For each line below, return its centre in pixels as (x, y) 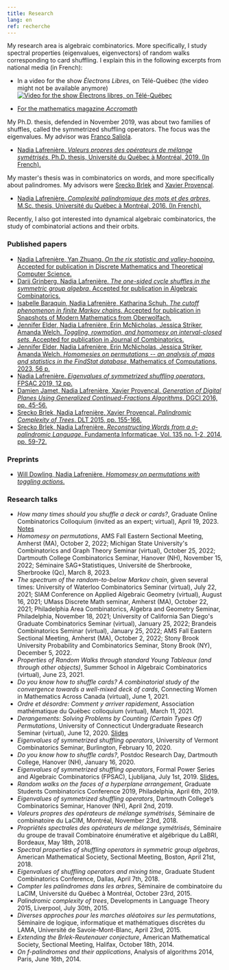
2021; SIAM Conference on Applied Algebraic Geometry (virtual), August (119, 594)
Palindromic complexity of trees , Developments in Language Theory (113, 901)
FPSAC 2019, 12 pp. (45, 383)
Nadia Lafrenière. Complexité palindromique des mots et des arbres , (114, 198)
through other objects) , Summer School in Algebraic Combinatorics (112, 667)
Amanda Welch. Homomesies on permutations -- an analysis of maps (116, 354)
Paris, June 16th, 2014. (49, 959)
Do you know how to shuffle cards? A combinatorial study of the (108, 682)
